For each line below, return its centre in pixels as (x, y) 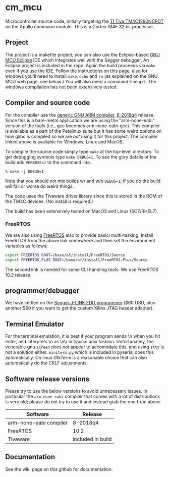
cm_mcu (23, 7)
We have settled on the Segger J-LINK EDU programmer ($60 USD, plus (80, 303)
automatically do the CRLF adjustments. (47, 363)
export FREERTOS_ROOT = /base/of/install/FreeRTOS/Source (65, 255)
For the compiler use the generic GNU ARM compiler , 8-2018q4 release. (80, 115)
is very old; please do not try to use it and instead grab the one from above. (84, 402)
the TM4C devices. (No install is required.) (49, 201)
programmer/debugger (42, 291)
